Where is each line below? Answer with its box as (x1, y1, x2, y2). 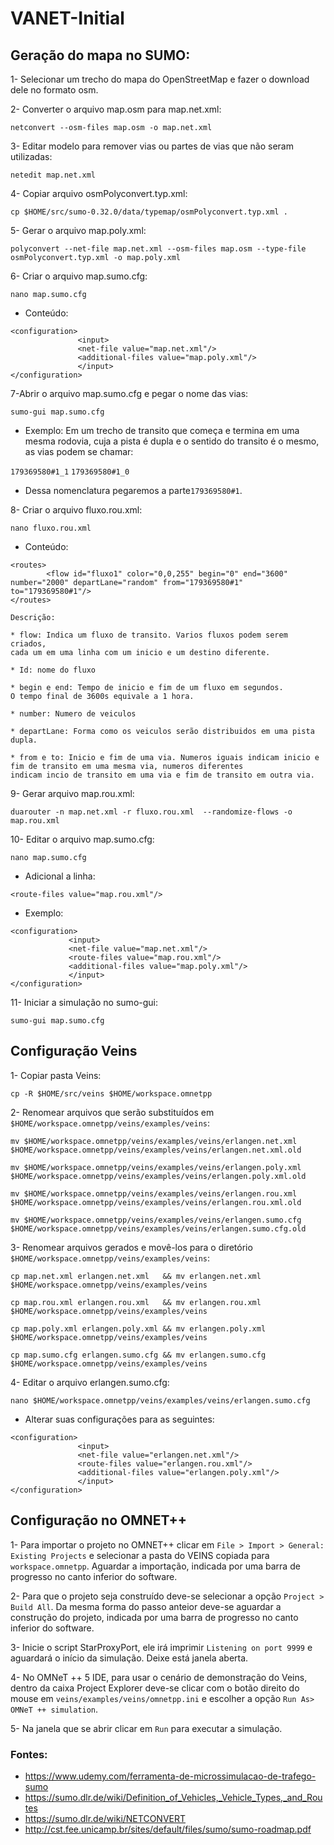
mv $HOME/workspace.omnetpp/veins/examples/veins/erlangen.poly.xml (10, 1162, 302, 1172)
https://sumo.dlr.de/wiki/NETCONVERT (24, 1812, 187, 1824)
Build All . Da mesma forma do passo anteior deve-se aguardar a (10, 1600, 282, 1612)
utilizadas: (10, 151, 53, 162)
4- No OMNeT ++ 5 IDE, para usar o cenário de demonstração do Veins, (10, 1671, 308, 1683)
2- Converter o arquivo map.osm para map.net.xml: (10, 103, 222, 115)
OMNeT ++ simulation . (10, 1703, 99, 1715)
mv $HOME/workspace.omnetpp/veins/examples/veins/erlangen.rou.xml (10, 1188, 298, 1199)
